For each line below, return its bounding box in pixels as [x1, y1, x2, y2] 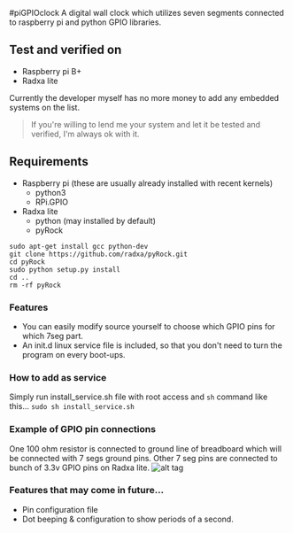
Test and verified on [9, 42, 122, 58]
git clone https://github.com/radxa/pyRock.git [9, 250, 189, 259]
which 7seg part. [21, 330, 84, 341]
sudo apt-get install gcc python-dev [9, 242, 149, 251]
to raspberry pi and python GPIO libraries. [9, 17, 162, 27]
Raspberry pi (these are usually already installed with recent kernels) [21, 177, 274, 189]
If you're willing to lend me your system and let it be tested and [30, 119, 261, 129]
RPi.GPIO [35, 197, 69, 207]
